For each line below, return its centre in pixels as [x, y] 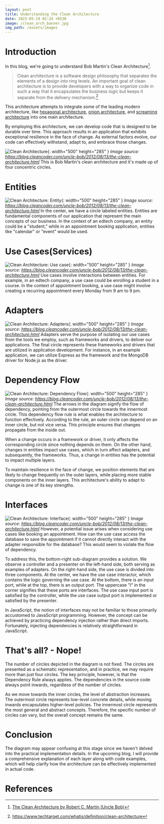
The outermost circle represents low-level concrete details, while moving [78, 699]
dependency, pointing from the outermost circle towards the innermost [76, 409]
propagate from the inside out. [36, 430]
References [29, 789]
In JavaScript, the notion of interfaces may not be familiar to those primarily [81, 610]
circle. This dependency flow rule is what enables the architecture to [74, 414]
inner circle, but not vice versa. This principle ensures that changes [73, 425]
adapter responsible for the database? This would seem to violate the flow [80, 545]
